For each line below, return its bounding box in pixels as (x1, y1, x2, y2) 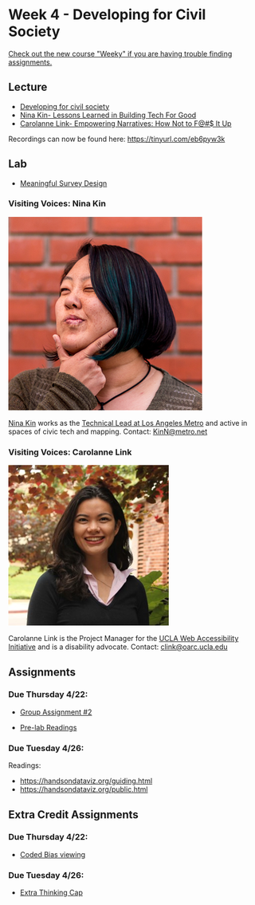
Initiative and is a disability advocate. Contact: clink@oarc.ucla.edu (8, 642, 229, 651)
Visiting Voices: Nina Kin (8, 198, 106, 209)
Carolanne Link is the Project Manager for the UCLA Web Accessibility (8, 634, 239, 643)
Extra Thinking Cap (19, 887, 84, 898)
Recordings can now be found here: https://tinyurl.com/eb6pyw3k (8, 134, 226, 144)
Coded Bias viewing (19, 849, 86, 859)
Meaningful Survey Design (19, 178, 108, 188)
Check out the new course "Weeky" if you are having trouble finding (8, 49, 233, 58)
